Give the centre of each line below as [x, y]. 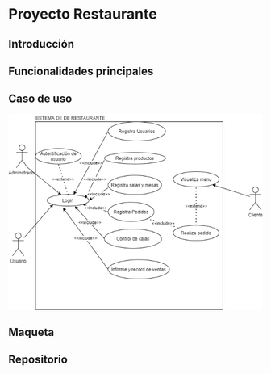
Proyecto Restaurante [83, 14]
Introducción [42, 44]
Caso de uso [40, 99]
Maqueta [31, 332]
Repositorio [38, 360]
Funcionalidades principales [81, 71]
